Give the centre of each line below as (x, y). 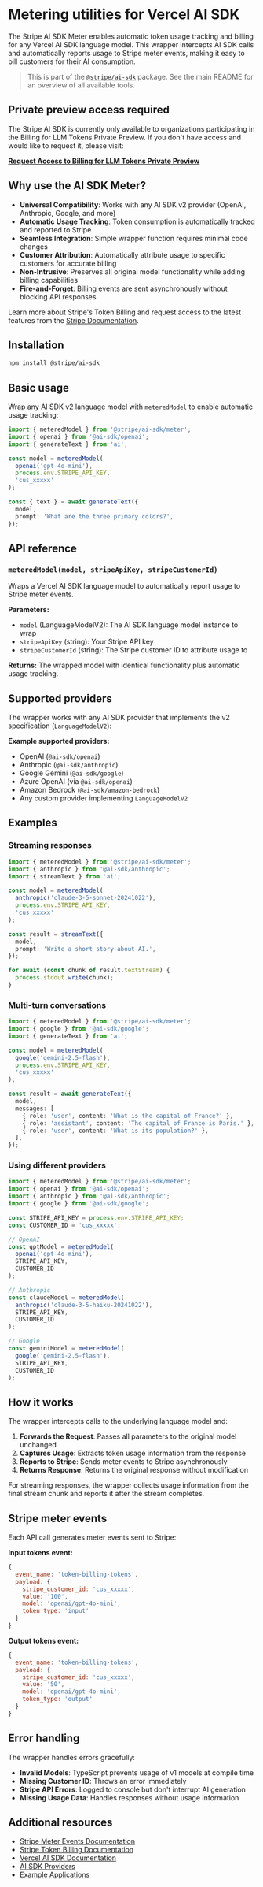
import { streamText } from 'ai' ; (65, 876)
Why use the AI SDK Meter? (77, 186)
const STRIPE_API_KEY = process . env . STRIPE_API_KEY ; (96, 1218)
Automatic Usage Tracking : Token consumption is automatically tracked (137, 221)
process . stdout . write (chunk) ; (64, 978)
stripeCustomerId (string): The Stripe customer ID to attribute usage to (133, 650)
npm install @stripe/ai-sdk (54, 363)
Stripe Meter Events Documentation (77, 1841)
